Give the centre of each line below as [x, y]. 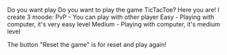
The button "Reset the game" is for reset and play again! [87, 44]
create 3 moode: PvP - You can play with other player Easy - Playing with [111, 17]
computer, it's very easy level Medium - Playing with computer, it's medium [113, 24]
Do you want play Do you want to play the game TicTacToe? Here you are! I [113, 10]
